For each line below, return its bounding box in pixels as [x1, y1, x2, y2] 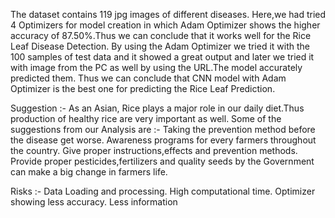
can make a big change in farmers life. [10, 166, 168, 178]
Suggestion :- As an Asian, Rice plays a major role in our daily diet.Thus [10, 102, 305, 114]
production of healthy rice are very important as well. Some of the [10, 113, 282, 124]
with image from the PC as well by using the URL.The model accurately [10, 62, 303, 73]
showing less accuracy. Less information [10, 196, 178, 208]
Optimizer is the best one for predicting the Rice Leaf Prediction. [10, 83, 276, 94]
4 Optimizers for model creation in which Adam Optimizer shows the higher [10, 19, 321, 31]
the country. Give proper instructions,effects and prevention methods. [10, 145, 298, 156]
